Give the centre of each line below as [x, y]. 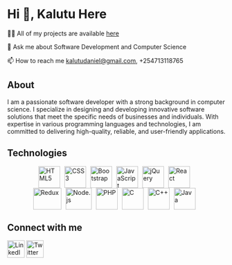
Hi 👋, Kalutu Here [57, 14]
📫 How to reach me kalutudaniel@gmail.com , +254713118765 [95, 60]
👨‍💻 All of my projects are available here [63, 33]
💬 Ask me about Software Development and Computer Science [97, 46]
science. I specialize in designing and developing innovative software [106, 109]
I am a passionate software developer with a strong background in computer [116, 102]
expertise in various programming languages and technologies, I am [104, 123]
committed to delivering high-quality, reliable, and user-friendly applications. [116, 131]
